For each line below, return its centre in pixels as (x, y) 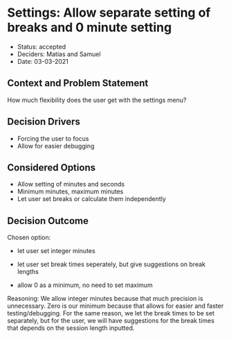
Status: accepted (41, 46)
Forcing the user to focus (53, 138)
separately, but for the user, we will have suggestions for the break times (111, 321)
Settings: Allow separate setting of (109, 13)
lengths (28, 272)
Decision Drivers (44, 122)
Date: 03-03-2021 (43, 61)
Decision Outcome (48, 221)
